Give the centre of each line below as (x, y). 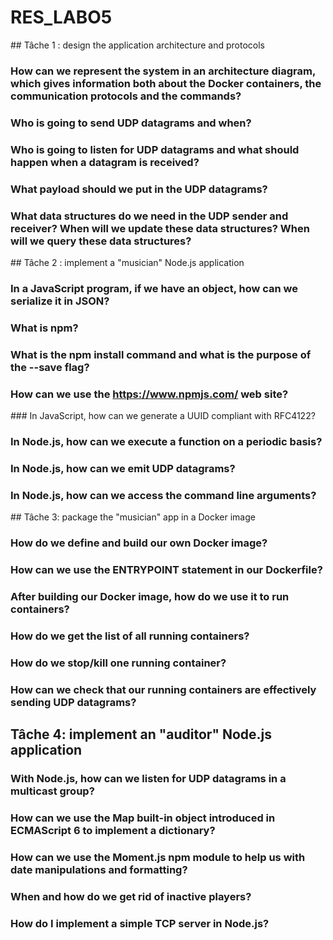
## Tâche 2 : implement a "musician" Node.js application (127, 262)
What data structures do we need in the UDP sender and (149, 216)
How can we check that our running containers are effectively (163, 689)
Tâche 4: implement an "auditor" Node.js (141, 734)
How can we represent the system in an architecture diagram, (163, 71)
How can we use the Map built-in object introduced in (143, 818)
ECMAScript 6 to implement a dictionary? (113, 830)
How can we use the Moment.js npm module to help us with (158, 857)
